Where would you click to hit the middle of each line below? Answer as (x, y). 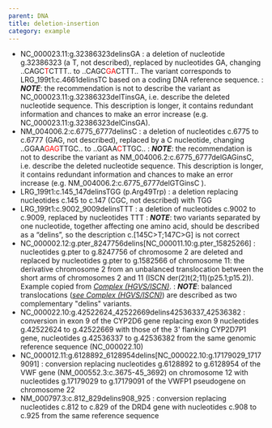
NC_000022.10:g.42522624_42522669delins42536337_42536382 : (132, 312)
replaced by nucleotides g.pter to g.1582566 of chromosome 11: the (132, 261)
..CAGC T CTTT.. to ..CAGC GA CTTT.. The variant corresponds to (125, 71)
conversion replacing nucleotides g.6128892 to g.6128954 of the (153, 364)
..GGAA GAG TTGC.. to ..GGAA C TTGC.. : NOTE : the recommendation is (136, 149)
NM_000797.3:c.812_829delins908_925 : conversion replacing (123, 399)
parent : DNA (28, 16)
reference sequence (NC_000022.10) (82, 347)
